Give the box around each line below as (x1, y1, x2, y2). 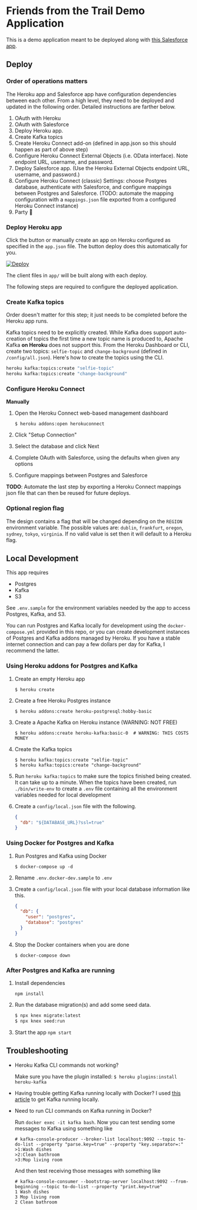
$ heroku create (14, 686, 55, 693)
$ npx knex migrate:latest (14, 1013, 81, 1019)
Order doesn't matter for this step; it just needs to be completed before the (6, 311, 187, 319)
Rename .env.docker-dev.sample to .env (14, 874, 113, 881)
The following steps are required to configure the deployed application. (6, 283, 178, 290)
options (14, 461, 34, 468)
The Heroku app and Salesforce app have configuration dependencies (6, 90, 177, 98)
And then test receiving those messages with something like (14, 1167, 161, 1174)
